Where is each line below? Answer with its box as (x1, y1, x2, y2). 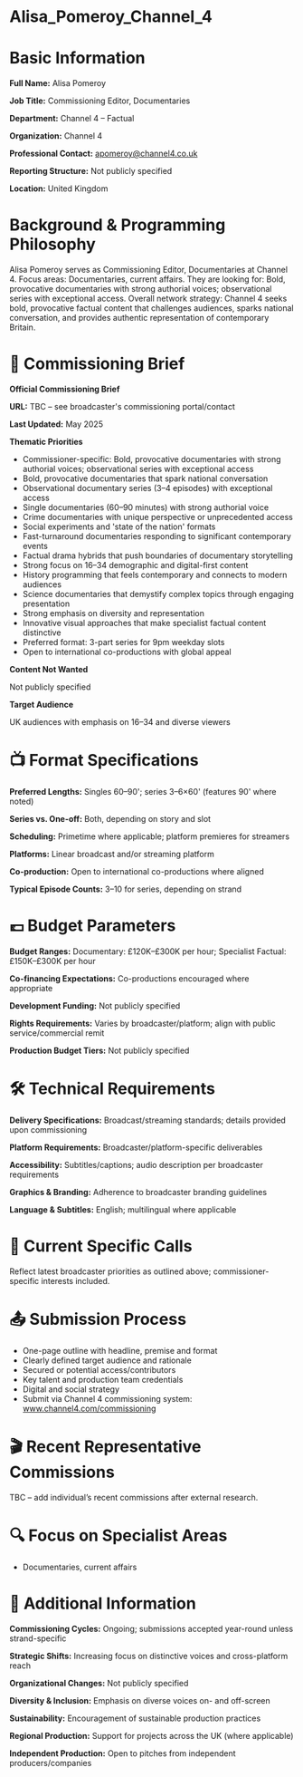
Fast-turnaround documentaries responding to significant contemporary (22, 531, 292, 541)
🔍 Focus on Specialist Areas (9, 1525, 228, 1546)
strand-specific (9, 1633, 67, 1644)
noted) (9, 796, 34, 806)
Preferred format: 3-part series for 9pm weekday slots (22, 637, 225, 647)
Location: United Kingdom (9, 183, 109, 194)
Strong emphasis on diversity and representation (22, 608, 205, 618)
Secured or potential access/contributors (22, 1364, 176, 1375)
